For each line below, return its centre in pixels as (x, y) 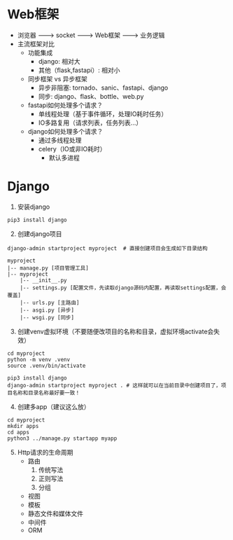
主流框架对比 (36, 43)
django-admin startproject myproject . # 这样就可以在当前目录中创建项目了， (114, 385)
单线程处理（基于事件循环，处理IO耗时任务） (103, 113)
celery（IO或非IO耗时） (72, 148)
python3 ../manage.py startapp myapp (62, 438)
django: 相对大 (59, 61)
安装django (34, 207)
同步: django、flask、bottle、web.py (91, 96)
